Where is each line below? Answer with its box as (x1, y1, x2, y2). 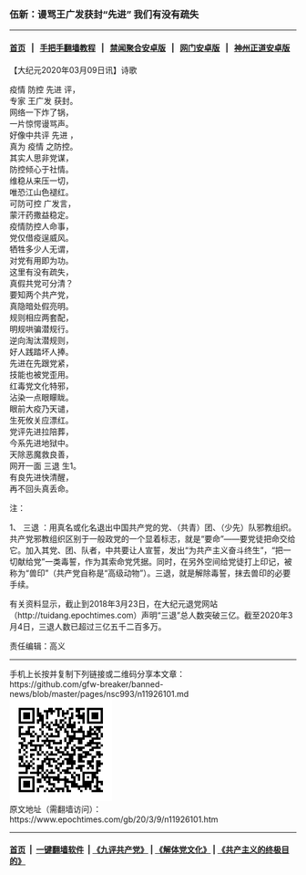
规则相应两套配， (9, 312, 74, 323)
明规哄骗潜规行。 (9, 323, 74, 334)
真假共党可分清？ (9, 277, 74, 288)
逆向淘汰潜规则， (9, 335, 74, 346)
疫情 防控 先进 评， (9, 84, 80, 95)
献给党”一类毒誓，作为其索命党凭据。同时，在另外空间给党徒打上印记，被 (16, 556, 293, 567)
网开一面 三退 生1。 (9, 460, 82, 471)
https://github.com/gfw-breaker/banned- (9, 678, 164, 690)
